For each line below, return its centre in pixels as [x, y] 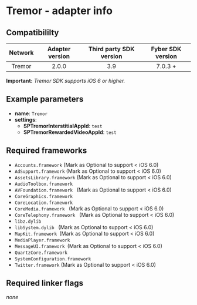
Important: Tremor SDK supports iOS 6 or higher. [66, 81]
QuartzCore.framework [41, 253]
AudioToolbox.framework [44, 184]
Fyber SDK [166, 49]
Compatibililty [33, 33]
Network [21, 53]
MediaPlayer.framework [42, 240]
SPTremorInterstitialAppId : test [63, 126]
